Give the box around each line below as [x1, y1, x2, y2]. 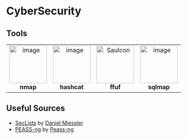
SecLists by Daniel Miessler [14, 119, 84, 126]
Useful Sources [6, 103, 66, 114]
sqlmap [148, 83, 170, 91]
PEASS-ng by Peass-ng [14, 125, 74, 133]
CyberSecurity [6, 4, 82, 18]
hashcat [60, 83, 84, 91]
